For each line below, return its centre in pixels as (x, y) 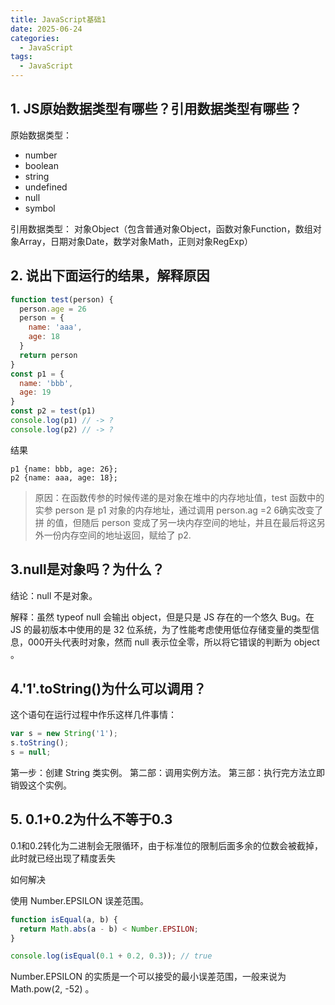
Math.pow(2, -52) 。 (52, 989)
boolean (41, 165)
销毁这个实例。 (41, 785)
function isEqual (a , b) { (64, 919)
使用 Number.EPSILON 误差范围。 (79, 900)
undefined (46, 187)
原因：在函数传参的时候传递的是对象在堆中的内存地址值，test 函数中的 (179, 497)
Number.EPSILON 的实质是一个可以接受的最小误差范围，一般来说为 (148, 977)
